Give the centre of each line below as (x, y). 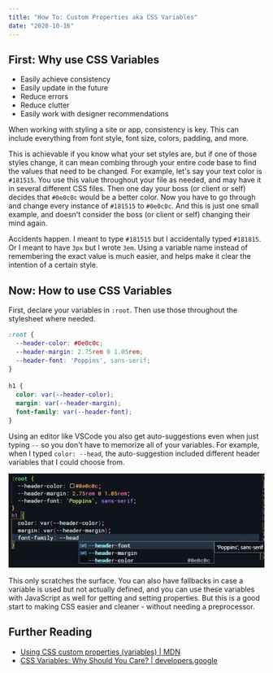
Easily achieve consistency (65, 79)
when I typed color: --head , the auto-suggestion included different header (134, 453)
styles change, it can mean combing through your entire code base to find (133, 163)
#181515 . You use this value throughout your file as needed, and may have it (135, 180)
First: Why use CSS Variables (84, 60)
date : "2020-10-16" (41, 26)
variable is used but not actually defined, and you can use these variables (132, 589)
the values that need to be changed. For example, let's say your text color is (135, 172)
